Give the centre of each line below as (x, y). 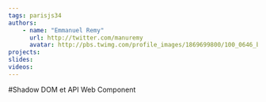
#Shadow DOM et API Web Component (72, 89)
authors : (23, 23)
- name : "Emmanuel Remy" (63, 30)
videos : (21, 67)
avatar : (42, 45)
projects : (25, 52)
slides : (21, 60)
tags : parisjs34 (35, 15)
